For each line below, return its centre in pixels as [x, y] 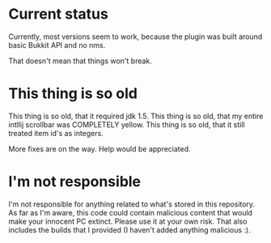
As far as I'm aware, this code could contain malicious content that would [131, 212]
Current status [59, 14]
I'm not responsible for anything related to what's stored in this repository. [132, 204]
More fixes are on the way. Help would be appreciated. [100, 149]
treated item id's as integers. [56, 133]
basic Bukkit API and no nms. [57, 45]
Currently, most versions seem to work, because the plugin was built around [135, 36]
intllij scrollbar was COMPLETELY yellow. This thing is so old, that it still [127, 124]
